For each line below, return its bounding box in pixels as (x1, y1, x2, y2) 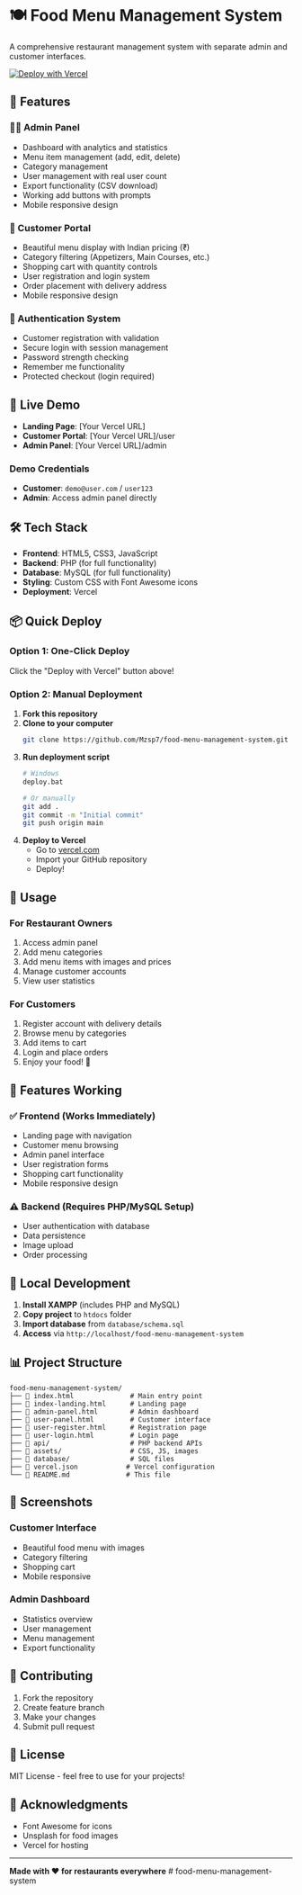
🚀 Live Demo (9, 397, 81, 412)
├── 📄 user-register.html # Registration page (9, 1423, 207, 1432)
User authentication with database (22, 1221, 150, 1232)
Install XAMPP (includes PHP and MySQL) (22, 1299, 181, 1310)
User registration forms (22, 1158, 110, 1169)
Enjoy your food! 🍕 (22, 1056, 92, 1067)
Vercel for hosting (22, 1840, 89, 1851)
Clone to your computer (22, 718, 114, 729)
